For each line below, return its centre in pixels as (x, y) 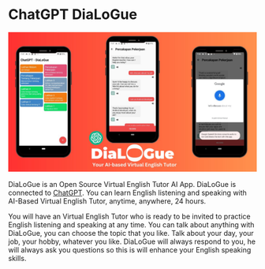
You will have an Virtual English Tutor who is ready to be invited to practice (129, 217)
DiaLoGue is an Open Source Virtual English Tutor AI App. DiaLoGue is (122, 185)
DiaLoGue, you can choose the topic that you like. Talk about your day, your (131, 234)
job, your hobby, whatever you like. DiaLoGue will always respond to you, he (132, 241)
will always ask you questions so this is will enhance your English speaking (130, 250)
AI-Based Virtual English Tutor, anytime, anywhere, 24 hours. (107, 201)
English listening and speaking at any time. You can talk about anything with (131, 225)
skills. (17, 259)
